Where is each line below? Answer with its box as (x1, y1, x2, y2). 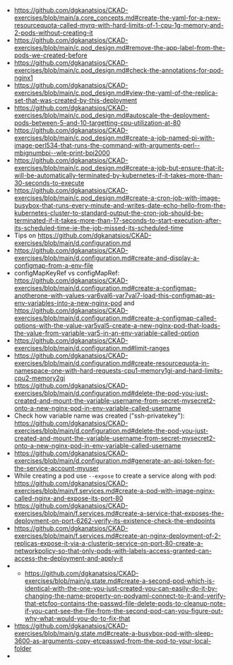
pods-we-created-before (13, 51, 88, 59)
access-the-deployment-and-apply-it (13, 554, 124, 563)
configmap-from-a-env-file (13, 261, 94, 269)
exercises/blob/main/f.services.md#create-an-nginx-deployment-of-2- (13, 531, 221, 540)
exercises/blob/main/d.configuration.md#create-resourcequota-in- (13, 359, 210, 367)
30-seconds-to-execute (13, 179, 85, 187)
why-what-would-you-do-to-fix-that (24, 614, 131, 623)
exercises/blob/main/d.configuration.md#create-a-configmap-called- (13, 314, 217, 322)
